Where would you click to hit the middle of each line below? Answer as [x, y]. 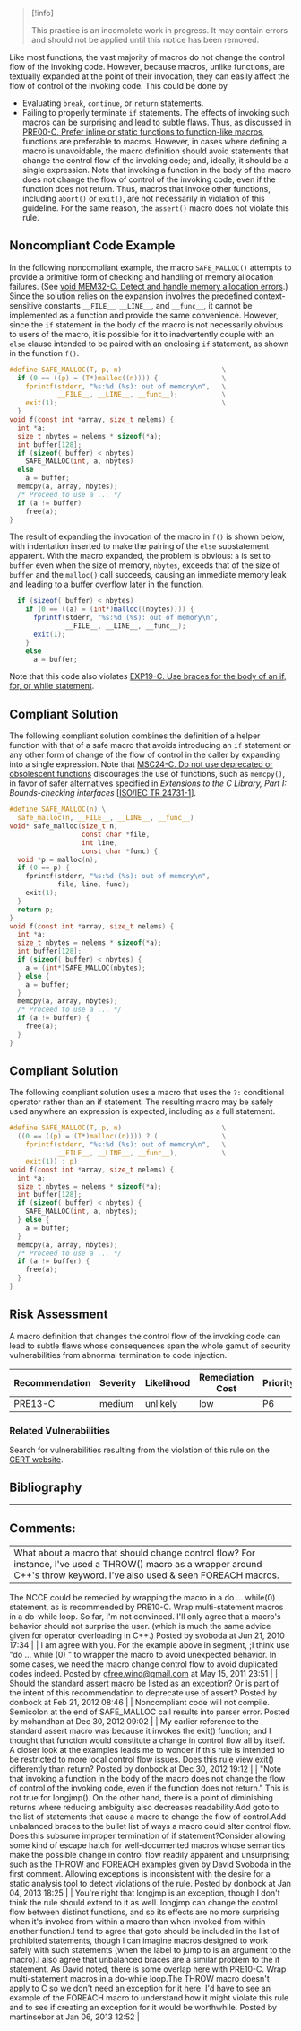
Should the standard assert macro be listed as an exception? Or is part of [144, 1683]
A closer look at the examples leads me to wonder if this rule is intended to [147, 1749]
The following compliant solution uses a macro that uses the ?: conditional [147, 1093]
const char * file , [116, 834]
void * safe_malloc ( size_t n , [64, 826]
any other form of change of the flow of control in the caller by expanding [145, 755]
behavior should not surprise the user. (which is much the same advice [140, 1626]
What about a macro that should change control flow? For [134, 1553]
